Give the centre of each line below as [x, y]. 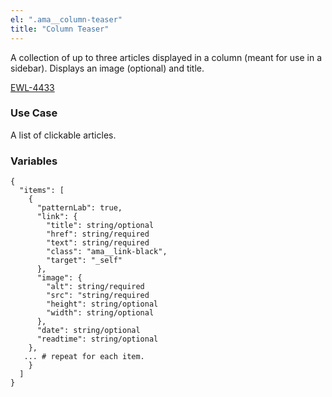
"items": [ [42, 191]
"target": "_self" [84, 261]
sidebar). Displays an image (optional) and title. [107, 68]
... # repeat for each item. [84, 357]
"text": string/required [98, 243]
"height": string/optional [102, 304]
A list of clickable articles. [63, 135]
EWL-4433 [32, 87]
